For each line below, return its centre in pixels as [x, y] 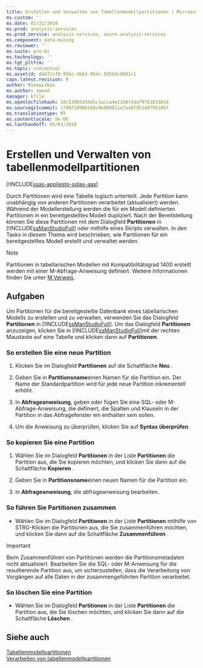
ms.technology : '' [29, 57]
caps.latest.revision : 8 [37, 79]
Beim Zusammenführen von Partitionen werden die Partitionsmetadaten [95, 557]
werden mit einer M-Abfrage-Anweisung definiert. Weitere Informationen [97, 271]
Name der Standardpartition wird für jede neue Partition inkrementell [100, 384]
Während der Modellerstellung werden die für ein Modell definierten [91, 209]
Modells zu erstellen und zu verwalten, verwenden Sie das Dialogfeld [92, 317]
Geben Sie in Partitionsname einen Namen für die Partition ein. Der [98, 378]
